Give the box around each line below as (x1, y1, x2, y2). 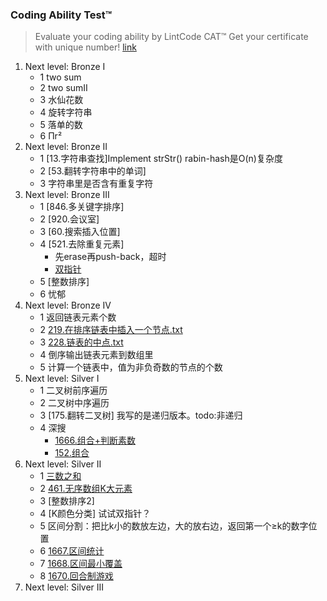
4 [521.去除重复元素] (39, 238, 125, 250)
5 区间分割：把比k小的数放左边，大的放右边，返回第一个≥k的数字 (39, 520, 309, 532)
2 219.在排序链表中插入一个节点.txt (39, 324, 183, 336)
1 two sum (39, 71, 82, 83)
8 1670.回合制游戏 (39, 570, 114, 582)
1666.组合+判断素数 (54, 434, 136, 447)
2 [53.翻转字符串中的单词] (39, 165, 147, 177)
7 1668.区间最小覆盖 (39, 558, 123, 570)
